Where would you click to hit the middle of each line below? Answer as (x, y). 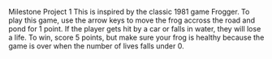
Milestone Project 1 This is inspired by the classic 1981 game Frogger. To (129, 12)
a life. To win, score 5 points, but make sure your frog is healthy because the (136, 37)
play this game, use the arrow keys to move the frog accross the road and (132, 20)
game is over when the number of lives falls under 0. (96, 46)
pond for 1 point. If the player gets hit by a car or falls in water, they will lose (135, 29)
